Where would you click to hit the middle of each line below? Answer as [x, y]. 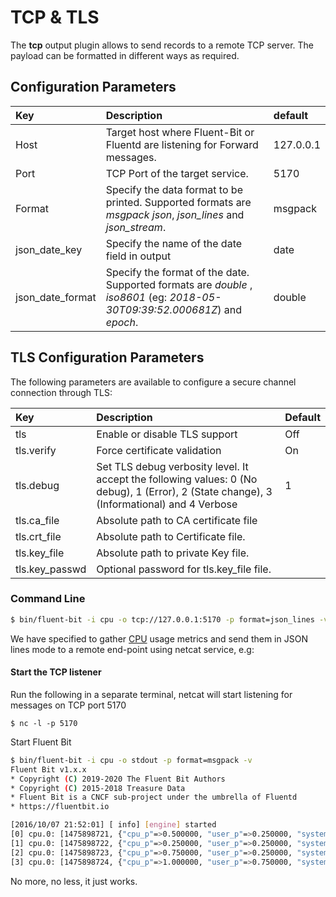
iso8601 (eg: [136, 297]
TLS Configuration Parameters [107, 357]
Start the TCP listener [56, 672]
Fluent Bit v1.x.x [48, 769]
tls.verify [36, 450]
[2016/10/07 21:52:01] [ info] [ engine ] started [113, 825]
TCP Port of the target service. [177, 173]
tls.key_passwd [51, 569]
